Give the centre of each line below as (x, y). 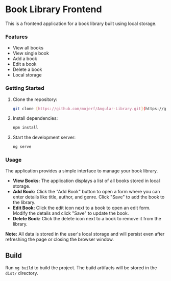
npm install (25, 128)
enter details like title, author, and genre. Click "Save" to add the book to (89, 197)
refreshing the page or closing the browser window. (59, 239)
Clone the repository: (35, 99)
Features (17, 37)
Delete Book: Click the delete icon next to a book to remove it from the (87, 219)
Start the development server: (44, 137)
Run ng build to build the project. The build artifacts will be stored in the (81, 268)
